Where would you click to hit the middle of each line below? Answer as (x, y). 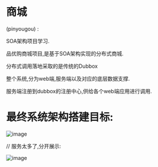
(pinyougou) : (22, 29)
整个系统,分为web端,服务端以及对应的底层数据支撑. (68, 78)
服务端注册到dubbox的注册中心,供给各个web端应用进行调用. (79, 91)
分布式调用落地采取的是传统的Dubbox (52, 66)
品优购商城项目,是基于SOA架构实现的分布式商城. (65, 53)
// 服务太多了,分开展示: (34, 146)
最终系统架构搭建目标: (60, 117)
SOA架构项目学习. (28, 41)
